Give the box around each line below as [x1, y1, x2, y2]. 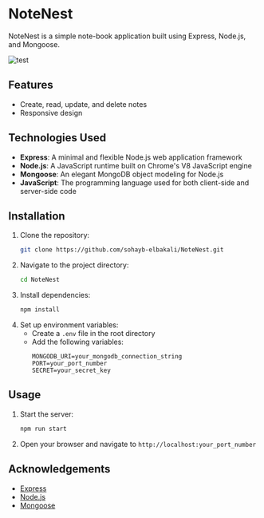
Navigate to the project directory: [19, 260, 129, 270]
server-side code [19, 186, 77, 196]
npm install [19, 306, 60, 314]
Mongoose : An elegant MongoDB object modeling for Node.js [19, 169, 224, 179]
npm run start [19, 425, 67, 433]
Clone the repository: [19, 231, 90, 240]
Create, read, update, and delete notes [19, 99, 148, 109]
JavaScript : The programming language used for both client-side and [19, 177, 250, 188]
